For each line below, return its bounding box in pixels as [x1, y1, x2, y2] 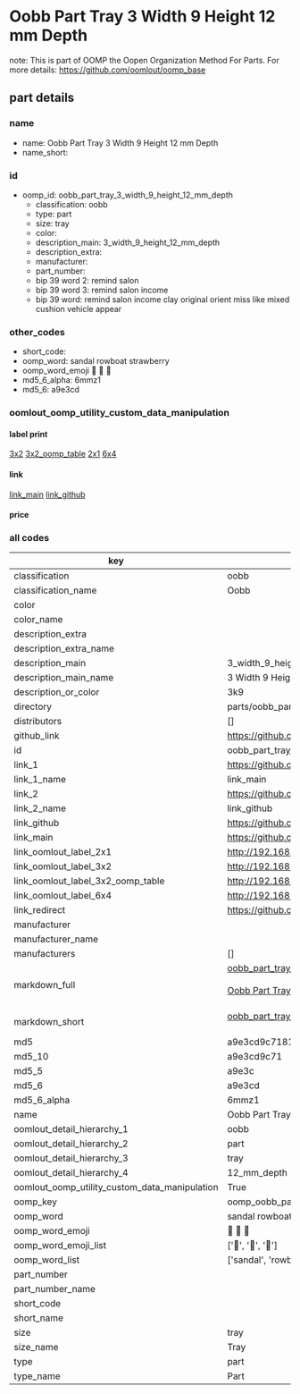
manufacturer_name [13, 933, 99, 945]
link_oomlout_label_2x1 [13, 846, 112, 858]
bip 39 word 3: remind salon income [35, 284, 169, 295]
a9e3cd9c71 [227, 1051, 283, 1063]
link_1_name [13, 773, 67, 786]
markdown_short [13, 1016, 85, 1028]
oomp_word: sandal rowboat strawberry [21, 356, 170, 367]
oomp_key [13, 1195, 58, 1208]
